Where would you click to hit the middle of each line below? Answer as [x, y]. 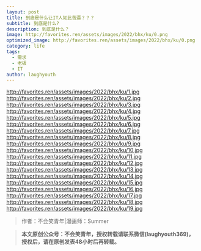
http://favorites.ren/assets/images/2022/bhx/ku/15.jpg [75, 183]
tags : [13, 52]
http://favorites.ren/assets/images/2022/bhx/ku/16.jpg [75, 189]
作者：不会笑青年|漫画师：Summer [65, 221]
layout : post [23, 12]
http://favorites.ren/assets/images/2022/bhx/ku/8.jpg [73, 137]
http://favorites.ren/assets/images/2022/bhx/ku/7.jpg [73, 131]
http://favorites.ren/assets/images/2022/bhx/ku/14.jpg [75, 176]
